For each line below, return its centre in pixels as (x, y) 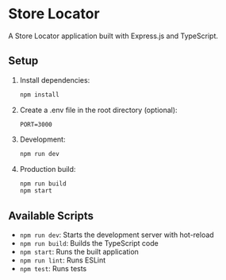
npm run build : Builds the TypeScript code (89, 243)
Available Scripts (51, 216)
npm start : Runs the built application (79, 252)
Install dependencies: (55, 80)
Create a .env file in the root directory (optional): (98, 110)
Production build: (48, 169)
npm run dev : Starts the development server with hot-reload (117, 235)
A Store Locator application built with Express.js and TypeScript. (113, 36)
